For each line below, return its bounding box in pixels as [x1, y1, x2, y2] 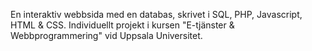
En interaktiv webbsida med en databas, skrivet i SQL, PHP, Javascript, [10, 9, 303, 20]
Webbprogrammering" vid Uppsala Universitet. [10, 30, 203, 41]
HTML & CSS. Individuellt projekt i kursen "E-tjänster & [10, 19, 235, 31]
